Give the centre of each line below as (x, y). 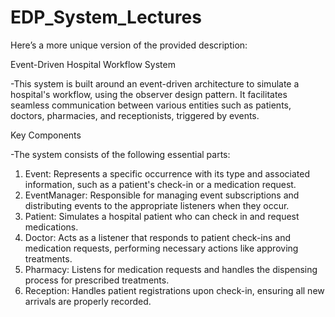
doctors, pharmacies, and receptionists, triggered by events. (135, 115)
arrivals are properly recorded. (88, 301)
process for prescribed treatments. (97, 280)
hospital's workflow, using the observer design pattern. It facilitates (149, 94)
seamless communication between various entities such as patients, (151, 105)
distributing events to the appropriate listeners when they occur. (157, 205)
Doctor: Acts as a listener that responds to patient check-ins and (158, 237)
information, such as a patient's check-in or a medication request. (160, 184)
